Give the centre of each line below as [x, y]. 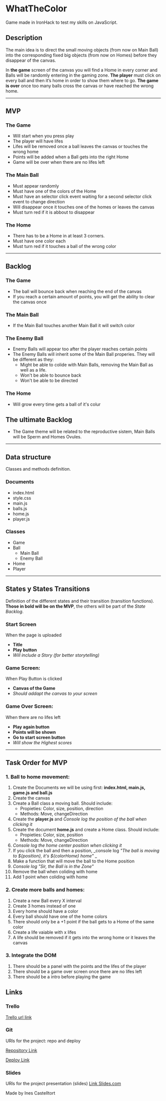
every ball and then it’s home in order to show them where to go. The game [82, 80]
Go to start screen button [39, 737]
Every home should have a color [45, 911]
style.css [22, 498]
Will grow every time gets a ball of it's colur [57, 404]
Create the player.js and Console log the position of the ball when [80, 819]
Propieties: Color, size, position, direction [62, 809]
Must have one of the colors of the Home [54, 191]
